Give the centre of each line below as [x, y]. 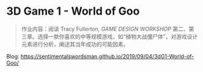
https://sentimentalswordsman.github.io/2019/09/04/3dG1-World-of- [107, 56]
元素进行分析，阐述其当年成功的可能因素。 [75, 44]
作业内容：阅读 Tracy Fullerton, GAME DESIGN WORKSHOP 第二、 [105, 29]
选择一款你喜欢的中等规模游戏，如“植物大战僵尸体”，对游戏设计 [118, 36]
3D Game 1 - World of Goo [73, 11]
